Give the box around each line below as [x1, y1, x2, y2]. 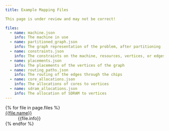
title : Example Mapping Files [5, 7, 69, 13]
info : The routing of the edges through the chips [14, 72, 123, 77]
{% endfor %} [5, 120, 34, 126]
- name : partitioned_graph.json [10, 40, 78, 45]
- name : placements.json [10, 58, 62, 63]
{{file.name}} [5, 110, 32, 116]
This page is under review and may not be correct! [5, 16, 116, 22]
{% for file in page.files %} [5, 104, 60, 110]
